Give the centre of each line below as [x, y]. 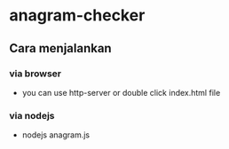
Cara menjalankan [61, 48]
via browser [36, 74]
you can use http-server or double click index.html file [121, 92]
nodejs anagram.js [56, 135]
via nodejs [32, 115]
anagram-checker [77, 16]
